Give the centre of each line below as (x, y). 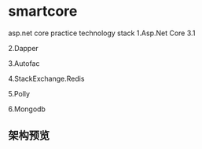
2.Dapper (24, 48)
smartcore (43, 11)
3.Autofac (24, 63)
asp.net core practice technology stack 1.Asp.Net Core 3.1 (102, 33)
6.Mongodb (27, 109)
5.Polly (19, 93)
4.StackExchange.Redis (46, 78)
